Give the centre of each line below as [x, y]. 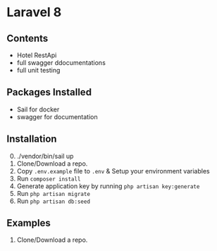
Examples [29, 223]
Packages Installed [49, 92]
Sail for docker [38, 109]
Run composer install [49, 178]
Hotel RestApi [37, 55]
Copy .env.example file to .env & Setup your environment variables [113, 171]
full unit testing [38, 70]
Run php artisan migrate [54, 193]
